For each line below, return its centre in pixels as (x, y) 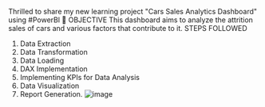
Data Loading (42, 60)
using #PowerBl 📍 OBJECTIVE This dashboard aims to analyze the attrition (131, 20)
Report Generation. (51, 94)
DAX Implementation (53, 69)
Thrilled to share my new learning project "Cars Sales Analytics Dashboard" (133, 11)
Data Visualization (49, 86)
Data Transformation (53, 52)
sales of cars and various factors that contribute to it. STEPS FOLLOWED (128, 28)
